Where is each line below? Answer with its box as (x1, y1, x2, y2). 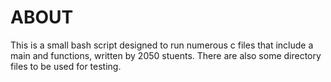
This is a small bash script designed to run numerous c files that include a (10, 39, 314, 51)
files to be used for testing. (10, 60, 122, 72)
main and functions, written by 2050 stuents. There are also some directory (10, 49, 322, 61)
